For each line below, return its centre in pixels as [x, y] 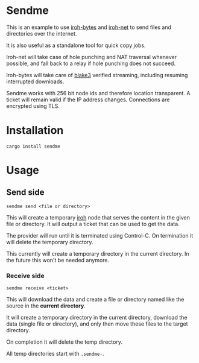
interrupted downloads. [35, 81]
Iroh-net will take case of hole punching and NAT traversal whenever [91, 57]
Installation [35, 131]
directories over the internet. [42, 33]
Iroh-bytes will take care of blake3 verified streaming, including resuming [97, 75]
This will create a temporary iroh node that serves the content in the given [98, 217]
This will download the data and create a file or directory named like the [95, 300]
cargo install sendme [33, 146]
